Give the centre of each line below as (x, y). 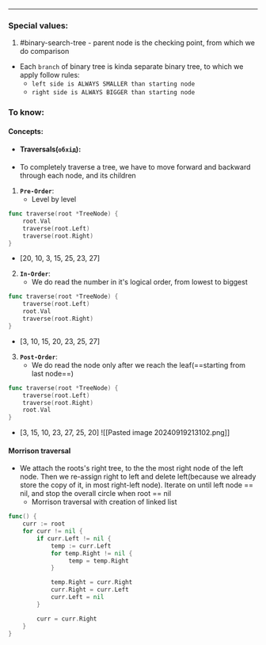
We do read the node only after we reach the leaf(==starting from (139, 364)
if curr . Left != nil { (74, 538)
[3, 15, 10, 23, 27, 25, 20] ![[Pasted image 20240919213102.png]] (125, 433)
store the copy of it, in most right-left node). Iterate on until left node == (137, 485)
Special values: (38, 25)
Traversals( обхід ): (50, 149)
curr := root (44, 524)
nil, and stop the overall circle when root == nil (95, 494)
